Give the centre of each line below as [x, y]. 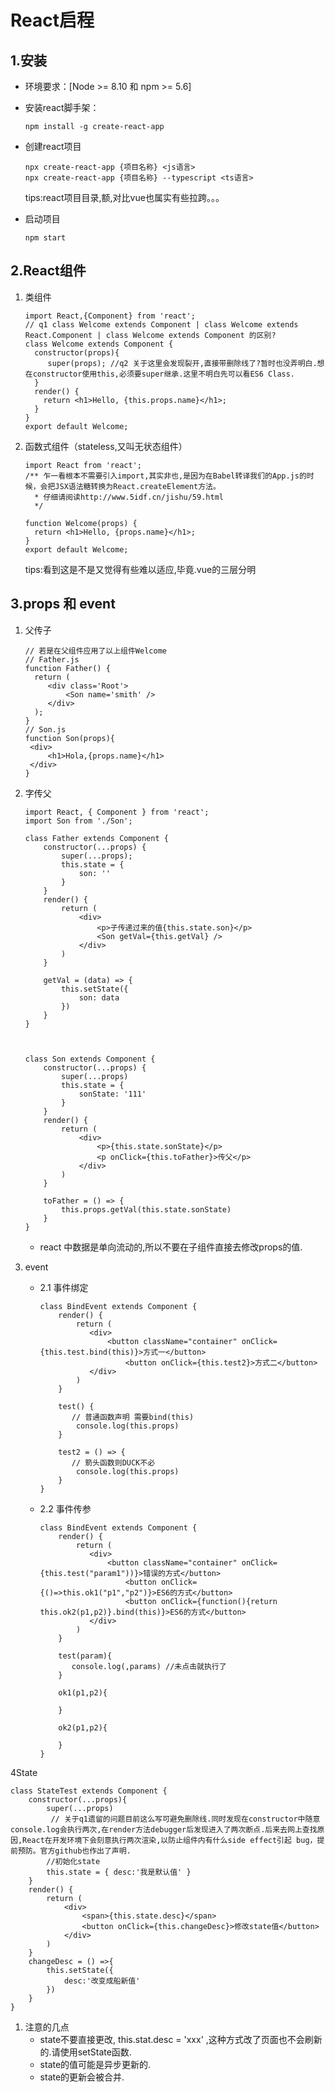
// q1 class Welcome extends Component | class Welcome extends [161, 324]
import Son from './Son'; [78, 821]
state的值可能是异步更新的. [95, 2064]
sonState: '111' [112, 1094]
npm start [45, 238]
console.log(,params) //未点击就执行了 [149, 1666]
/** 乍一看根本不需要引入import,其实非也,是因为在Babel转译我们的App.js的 [165, 476]
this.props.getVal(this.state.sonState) [146, 1209]
